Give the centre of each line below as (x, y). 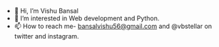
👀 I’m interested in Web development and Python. (87, 18)
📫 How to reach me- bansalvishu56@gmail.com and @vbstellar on (113, 26)
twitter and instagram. (47, 36)
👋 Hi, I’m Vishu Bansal (46, 11)
